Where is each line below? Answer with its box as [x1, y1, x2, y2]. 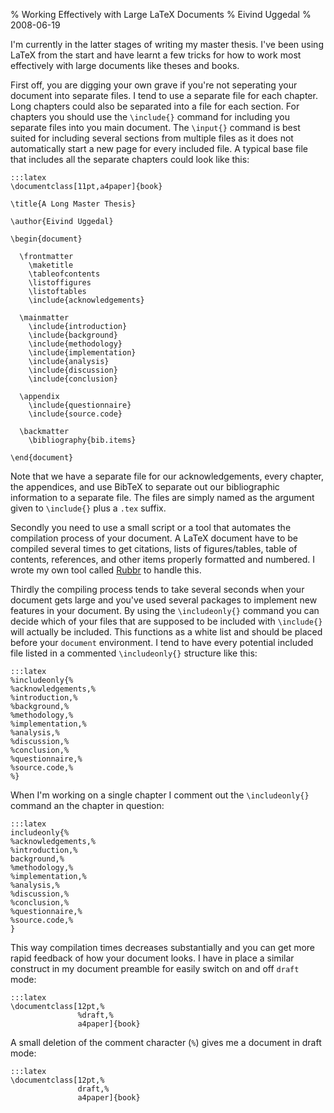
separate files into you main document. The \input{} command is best [10, 122, 301, 133]
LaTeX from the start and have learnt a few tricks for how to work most [10, 49, 302, 61]
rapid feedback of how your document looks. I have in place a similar [10, 952, 295, 964]
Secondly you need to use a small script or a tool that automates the [10, 522, 292, 533]
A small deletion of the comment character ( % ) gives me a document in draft [10, 1037, 322, 1048]
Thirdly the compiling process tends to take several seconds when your [10, 584, 305, 595]
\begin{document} [10, 234, 83, 244]
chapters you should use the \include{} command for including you [10, 111, 290, 123]
